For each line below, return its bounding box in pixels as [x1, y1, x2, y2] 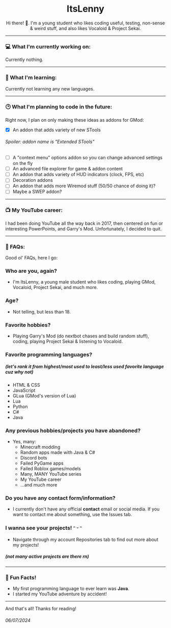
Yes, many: [12, 439, 36, 445]
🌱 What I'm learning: [5, 74, 57, 81]
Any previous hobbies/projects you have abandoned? [5, 427, 141, 434]
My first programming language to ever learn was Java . [12, 586, 130, 591]
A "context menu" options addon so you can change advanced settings [12, 155, 163, 161]
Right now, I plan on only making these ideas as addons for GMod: [5, 117, 144, 123]
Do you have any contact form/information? [5, 495, 116, 502]
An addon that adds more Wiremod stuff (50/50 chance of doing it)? [12, 183, 156, 189]
